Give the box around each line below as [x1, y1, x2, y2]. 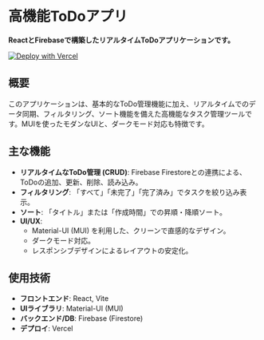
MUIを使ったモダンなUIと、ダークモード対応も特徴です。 [21, 119, 209, 128]
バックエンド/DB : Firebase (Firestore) [19, 314, 144, 323]
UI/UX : [19, 216, 43, 226]
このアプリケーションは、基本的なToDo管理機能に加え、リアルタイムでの [8, 99, 250, 109]
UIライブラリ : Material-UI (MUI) [19, 304, 124, 314]
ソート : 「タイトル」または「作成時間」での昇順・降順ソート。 [19, 207, 227, 216]
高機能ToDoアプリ [8, 7, 128, 26]
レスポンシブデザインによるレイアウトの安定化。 [31, 245, 193, 255]
